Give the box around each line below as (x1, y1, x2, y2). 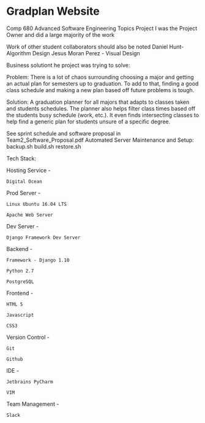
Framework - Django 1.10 (6, 257, 70, 263)
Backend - (6, 245, 32, 252)
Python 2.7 (6, 268, 34, 274)
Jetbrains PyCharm (6, 379, 53, 385)
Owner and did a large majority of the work (6, 31, 115, 38)
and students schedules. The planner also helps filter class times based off (6, 104, 196, 112)
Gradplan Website (6, 4, 100, 18)
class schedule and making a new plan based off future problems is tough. (6, 86, 195, 93)
